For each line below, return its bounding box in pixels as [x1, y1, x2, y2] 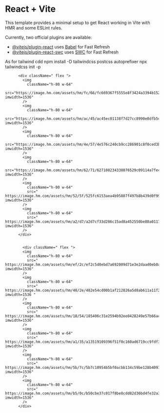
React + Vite [5, 3, 56, 15]
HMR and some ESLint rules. [5, 25, 62, 30]
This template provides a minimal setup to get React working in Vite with [5, 20, 150, 26]
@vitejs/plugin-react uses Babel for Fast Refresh [12, 44, 110, 50]
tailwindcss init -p [5, 64, 41, 70]
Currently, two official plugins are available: [5, 34, 92, 40]
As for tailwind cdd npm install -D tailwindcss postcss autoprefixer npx [5, 58, 147, 64]
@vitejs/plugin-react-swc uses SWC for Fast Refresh [12, 49, 119, 55]
